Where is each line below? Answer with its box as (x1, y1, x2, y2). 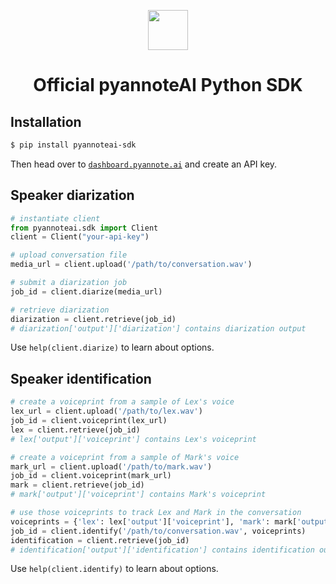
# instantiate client (10, 213, 101, 224)
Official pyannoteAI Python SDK (33, 74, 303, 97)
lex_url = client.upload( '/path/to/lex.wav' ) (10, 406, 203, 417)
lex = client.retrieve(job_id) (10, 425, 141, 435)
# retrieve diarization (10, 305, 110, 315)
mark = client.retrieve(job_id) (10, 480, 145, 490)
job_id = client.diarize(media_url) (10, 286, 163, 297)
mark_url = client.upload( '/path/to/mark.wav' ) (10, 461, 213, 472)
